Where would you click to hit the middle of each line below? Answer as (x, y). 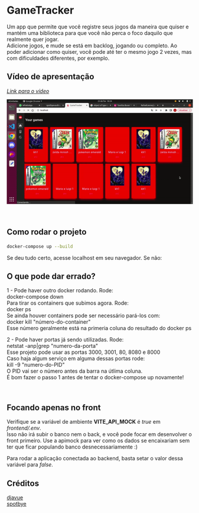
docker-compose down (35, 297)
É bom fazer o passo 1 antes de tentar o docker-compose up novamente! (95, 378)
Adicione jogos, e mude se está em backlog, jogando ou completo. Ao (92, 46)
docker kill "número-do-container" (49, 322)
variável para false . (30, 464)
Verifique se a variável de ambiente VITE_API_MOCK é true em (84, 422)
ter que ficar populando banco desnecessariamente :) (72, 447)
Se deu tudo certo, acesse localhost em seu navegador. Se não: (84, 257)
